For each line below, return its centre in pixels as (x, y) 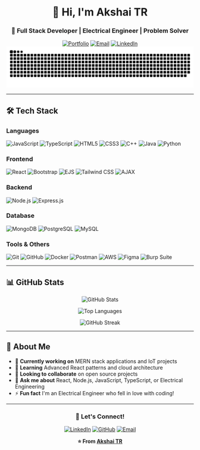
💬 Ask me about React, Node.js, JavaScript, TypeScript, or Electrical (99, 380)
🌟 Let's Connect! (100, 416)
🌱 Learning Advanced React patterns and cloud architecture (89, 367)
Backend (19, 187)
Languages (23, 130)
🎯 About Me (28, 347)
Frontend (20, 159)
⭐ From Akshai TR (100, 441)
